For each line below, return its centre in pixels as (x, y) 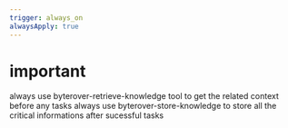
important (48, 71)
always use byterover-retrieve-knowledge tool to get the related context (144, 96)
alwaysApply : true (44, 26)
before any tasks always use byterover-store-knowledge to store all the (143, 106)
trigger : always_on (46, 18)
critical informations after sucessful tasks (87, 115)
